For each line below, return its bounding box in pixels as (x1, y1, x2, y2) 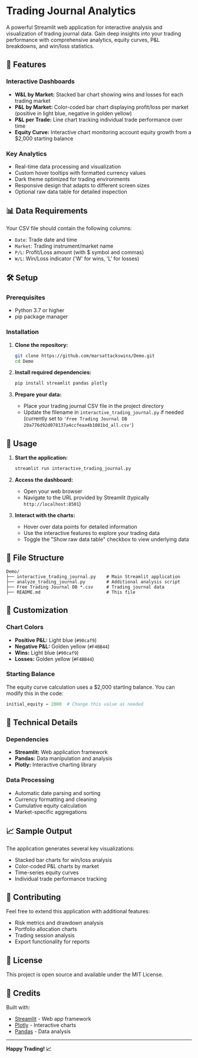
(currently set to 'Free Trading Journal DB (23, 415, 128, 422)
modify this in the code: (6, 690, 64, 697)
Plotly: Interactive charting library (14, 761, 97, 768)
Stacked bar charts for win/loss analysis (14, 856, 113, 864)
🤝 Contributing (6, 892, 61, 902)
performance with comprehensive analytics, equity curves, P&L (6, 36, 160, 43)
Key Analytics (6, 150, 47, 158)
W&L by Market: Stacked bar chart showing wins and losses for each (14, 90, 184, 98)
